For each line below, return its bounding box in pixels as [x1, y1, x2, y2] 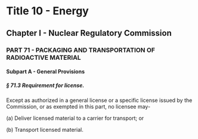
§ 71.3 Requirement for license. [6, 82, 85, 89]
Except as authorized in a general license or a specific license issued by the [6, 97, 193, 104]
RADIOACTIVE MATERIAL [6, 53, 82, 61]
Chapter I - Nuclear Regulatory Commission [6, 28, 172, 38]
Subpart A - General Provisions [6, 68, 85, 75]
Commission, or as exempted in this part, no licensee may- [6, 103, 151, 110]
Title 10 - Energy [6, 4, 89, 18]
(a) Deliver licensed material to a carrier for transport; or [6, 115, 144, 122]
